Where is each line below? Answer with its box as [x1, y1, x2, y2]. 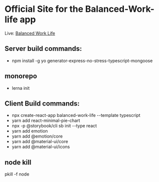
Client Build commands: [4, 99, 80, 108]
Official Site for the [4, 3, 83, 15]
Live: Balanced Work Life [4, 30, 55, 36]
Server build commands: [4, 44, 82, 53]
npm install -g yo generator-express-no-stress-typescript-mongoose [11, 58, 153, 64]
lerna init [11, 85, 30, 91]
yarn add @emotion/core [11, 133, 63, 139]
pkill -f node [4, 171, 30, 177]
